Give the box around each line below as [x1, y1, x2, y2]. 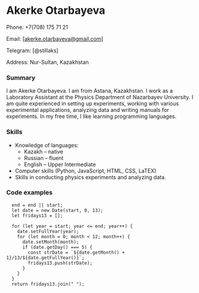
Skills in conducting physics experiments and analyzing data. [14, 173, 167, 180]
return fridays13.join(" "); [11, 281, 85, 287]
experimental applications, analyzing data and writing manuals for [6, 106, 170, 114]
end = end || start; [11, 202, 63, 208]
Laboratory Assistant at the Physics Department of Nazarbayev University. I [6, 94, 194, 101]
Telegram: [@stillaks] [6, 46, 59, 54]
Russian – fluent [23, 154, 64, 161]
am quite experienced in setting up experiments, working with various [6, 100, 179, 107]
